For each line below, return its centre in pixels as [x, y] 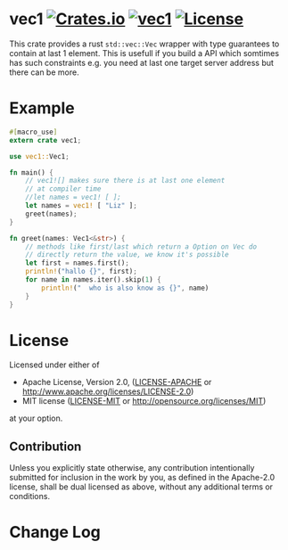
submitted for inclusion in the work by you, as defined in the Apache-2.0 [142, 478]
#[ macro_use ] [33, 132]
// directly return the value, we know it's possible [127, 255]
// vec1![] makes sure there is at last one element [125, 181]
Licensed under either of [54, 365]
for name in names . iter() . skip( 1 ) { [94, 280]
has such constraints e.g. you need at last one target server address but [142, 62]
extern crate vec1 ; [45, 140]
